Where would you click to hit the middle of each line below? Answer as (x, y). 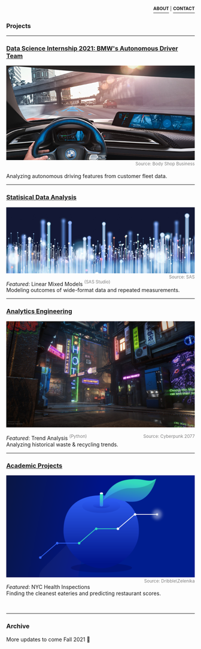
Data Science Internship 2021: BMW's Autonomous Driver (92, 48)
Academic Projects (34, 465)
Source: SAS (182, 277)
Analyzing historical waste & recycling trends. (62, 444)
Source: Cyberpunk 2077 (169, 437)
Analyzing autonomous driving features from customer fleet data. (87, 176)
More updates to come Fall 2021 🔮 (48, 639)
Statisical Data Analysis (41, 197)
